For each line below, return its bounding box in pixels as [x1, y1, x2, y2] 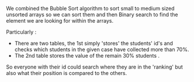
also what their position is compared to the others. [6, 70, 127, 76]
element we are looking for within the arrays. [6, 17, 114, 24]
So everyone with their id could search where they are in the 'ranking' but [6, 63, 183, 70]
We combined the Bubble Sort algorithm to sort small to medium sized [6, 5, 175, 12]
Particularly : [6, 28, 37, 35]
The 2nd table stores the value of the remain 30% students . [14, 52, 160, 59]
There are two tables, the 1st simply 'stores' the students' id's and [14, 40, 174, 47]
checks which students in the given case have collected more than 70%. [14, 46, 189, 53]
